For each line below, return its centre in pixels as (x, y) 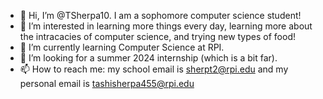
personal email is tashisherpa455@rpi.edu (107, 83)
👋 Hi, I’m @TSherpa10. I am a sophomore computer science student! (160, 15)
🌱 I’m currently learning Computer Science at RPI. (122, 47)
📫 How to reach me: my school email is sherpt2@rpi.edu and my (154, 69)
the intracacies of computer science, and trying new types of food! (157, 36)
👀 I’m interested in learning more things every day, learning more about (166, 26)
